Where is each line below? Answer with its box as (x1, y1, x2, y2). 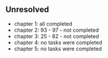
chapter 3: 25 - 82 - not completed (14, 32, 99, 40)
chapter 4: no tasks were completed (14, 39, 103, 46)
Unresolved (5, 5, 50, 15)
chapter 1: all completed (14, 20, 73, 27)
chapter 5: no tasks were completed (14, 45, 102, 52)
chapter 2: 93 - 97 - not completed (14, 26, 99, 33)
